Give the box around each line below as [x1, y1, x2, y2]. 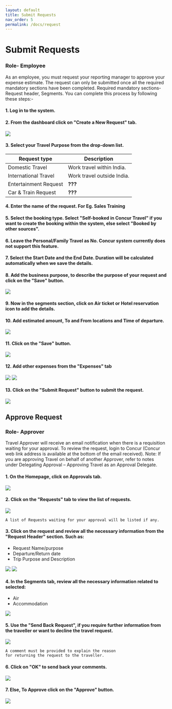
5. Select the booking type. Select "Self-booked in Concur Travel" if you [5, 215, 162, 221]
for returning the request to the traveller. [5, 653, 104, 658]
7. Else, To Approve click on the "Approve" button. [5, 686, 114, 693]
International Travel [8, 172, 55, 179]
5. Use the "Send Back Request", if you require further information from [5, 622, 161, 628]
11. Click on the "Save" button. [5, 340, 71, 347]
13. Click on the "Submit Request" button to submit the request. [5, 387, 144, 393]
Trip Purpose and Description [12, 556, 75, 562]
